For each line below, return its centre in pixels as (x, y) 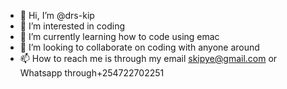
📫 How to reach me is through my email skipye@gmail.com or (148, 58)
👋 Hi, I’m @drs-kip (57, 15)
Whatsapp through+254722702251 (92, 73)
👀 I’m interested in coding (72, 26)
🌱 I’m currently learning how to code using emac (119, 36)
